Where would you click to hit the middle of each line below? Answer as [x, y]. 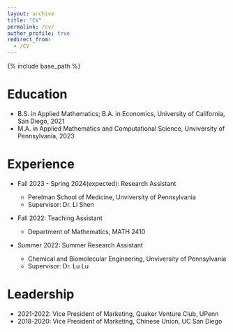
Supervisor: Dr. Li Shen [61, 204]
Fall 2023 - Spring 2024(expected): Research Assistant [97, 183]
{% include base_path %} [44, 66]
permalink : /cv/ [31, 27]
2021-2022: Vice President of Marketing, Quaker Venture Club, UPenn [118, 313]
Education [37, 94]
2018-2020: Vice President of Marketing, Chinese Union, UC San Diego [120, 321]
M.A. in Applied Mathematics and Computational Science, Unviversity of [121, 128]
